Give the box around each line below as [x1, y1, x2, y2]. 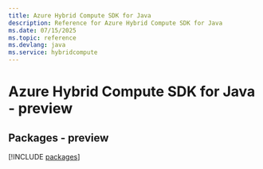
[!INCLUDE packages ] [8, 152, 80, 161]
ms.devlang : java [8, 41, 66, 49]
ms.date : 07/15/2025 [8, 26, 77, 34]
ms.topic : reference [8, 33, 77, 42]
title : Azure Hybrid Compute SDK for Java [8, 11, 151, 20]
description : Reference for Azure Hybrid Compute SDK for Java [8, 19, 223, 27]
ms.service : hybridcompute [8, 48, 98, 56]
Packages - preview [8, 131, 109, 144]
